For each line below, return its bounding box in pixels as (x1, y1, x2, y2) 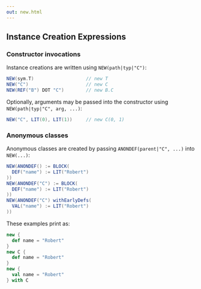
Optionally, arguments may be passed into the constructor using (6, 98, 169, 105)
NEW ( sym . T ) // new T (6, 76, 108, 82)
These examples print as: (6, 220, 70, 227)
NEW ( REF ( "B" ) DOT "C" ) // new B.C (6, 87, 114, 94)
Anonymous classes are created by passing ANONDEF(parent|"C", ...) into (6, 145, 195, 152)
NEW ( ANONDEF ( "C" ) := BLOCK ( (6, 180, 78, 187)
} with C (6, 277, 29, 283)
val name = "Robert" (12, 272, 64, 278)
